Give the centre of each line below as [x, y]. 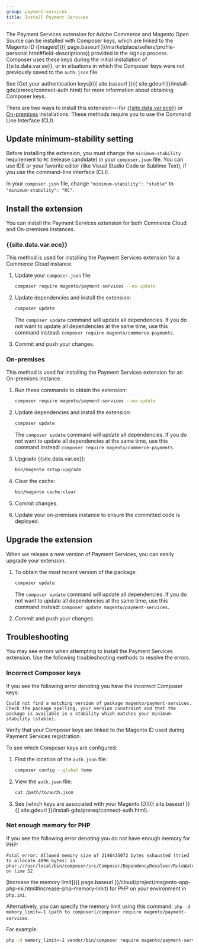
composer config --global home [53, 770]
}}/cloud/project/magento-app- [153, 882]
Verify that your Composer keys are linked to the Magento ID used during [95, 730]
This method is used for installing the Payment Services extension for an [94, 373]
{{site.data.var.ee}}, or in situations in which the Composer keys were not [95, 65]
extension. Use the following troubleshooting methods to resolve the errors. [98, 658]
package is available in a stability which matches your [78, 714]
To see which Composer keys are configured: [62, 748]
